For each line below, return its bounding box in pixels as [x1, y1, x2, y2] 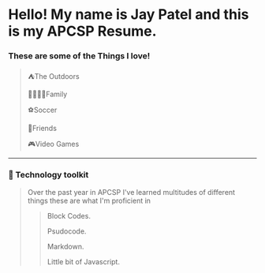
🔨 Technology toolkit [8, 170, 89, 181]
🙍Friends [27, 124, 58, 133]
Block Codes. [47, 211, 91, 220]
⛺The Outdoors [27, 72, 80, 81]
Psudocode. [47, 226, 87, 236]
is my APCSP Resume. [8, 22, 157, 40]
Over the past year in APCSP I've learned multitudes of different [27, 187, 235, 196]
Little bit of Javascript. [47, 256, 121, 266]
